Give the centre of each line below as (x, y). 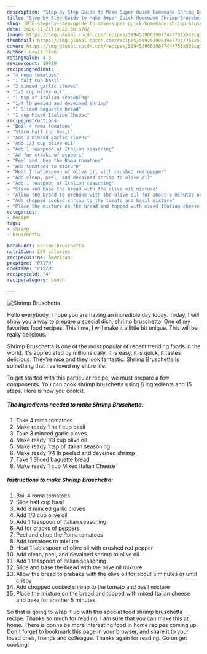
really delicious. (27, 334)
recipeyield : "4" (29, 274)
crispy (24, 580)
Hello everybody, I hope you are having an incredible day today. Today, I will (103, 314)
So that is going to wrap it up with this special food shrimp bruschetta (95, 612)
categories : (22, 212)
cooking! (18, 644)
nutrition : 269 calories (39, 251)
